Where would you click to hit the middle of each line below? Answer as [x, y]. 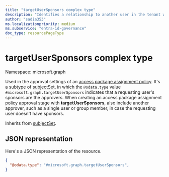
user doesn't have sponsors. [35, 113]
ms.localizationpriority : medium [40, 24]
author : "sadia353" [26, 19]
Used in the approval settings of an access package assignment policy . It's [83, 81]
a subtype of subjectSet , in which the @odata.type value [63, 87]
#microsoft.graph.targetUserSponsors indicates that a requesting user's [80, 92]
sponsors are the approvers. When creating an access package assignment [83, 97]
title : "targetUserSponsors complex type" [50, 10]
